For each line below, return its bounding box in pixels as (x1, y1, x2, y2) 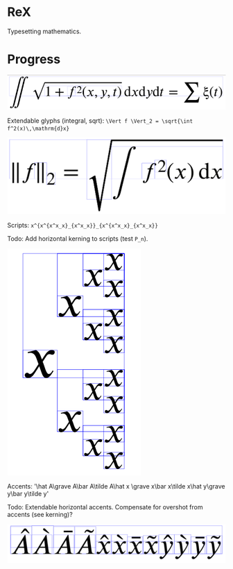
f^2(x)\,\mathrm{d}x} (7, 126, 70, 133)
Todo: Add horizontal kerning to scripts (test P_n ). (7, 235, 148, 243)
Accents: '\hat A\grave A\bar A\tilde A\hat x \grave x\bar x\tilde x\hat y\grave (7, 482, 225, 491)
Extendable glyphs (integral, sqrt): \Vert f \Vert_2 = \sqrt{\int (7, 117, 193, 125)
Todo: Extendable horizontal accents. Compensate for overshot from (7, 503, 203, 511)
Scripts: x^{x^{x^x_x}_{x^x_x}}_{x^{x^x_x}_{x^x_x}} (7, 221, 158, 230)
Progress (7, 51, 61, 67)
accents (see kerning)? (7, 511, 73, 519)
